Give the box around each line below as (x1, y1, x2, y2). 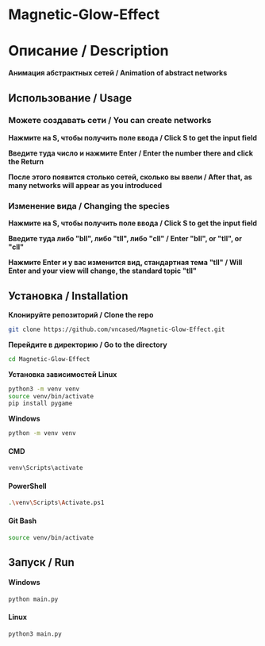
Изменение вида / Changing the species (8, 200, 171, 211)
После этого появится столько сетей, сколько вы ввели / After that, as (8, 172, 252, 182)
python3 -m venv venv (8, 385, 80, 393)
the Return (8, 156, 44, 166)
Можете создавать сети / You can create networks (8, 115, 212, 126)
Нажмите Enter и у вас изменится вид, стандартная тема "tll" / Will (8, 258, 243, 267)
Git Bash (8, 516, 37, 525)
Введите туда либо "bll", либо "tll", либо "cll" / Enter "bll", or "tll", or (8, 234, 242, 244)
